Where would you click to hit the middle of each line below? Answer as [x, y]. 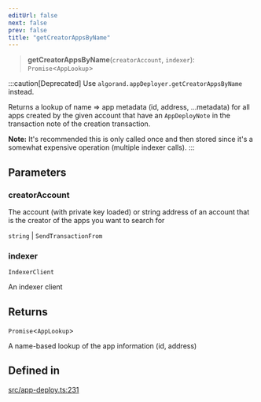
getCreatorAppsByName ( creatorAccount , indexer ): [111, 60]
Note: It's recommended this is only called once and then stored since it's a [130, 140]
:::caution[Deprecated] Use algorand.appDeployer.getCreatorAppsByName [125, 84]
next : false [28, 23]
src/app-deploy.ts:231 [44, 389]
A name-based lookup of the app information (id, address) [103, 346]
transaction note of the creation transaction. [79, 124]
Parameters [37, 172]
